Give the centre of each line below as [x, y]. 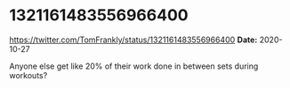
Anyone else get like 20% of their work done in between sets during [134, 66]
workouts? [28, 75]
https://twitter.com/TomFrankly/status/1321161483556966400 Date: [133, 40]
